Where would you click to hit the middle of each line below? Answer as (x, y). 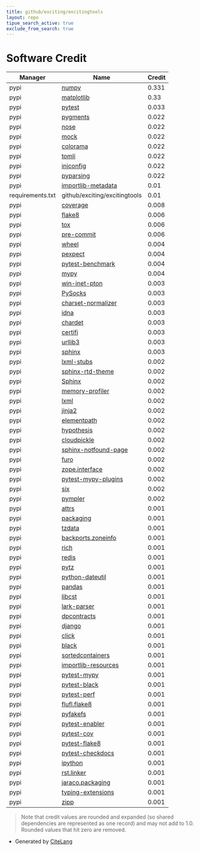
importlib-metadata (89, 185)
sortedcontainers (86, 655)
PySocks (74, 293)
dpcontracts (79, 616)
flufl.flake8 (77, 704)
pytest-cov (78, 734)
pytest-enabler (83, 724)
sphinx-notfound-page (95, 450)
